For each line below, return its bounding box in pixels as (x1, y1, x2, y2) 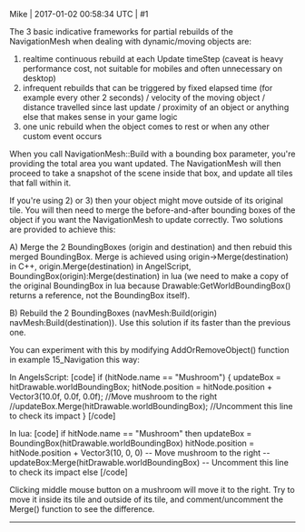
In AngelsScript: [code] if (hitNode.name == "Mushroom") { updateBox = (9, 372, 281, 382)
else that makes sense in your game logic (22, 112, 179, 122)
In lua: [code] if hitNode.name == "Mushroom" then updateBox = (9, 428, 252, 438)
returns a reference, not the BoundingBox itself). (9, 290, 191, 300)
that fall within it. (9, 177, 72, 188)
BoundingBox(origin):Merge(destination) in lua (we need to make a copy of (9, 271, 289, 281)
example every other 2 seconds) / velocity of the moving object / (22, 92, 266, 103)
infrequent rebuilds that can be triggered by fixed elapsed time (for (22, 83, 273, 93)
